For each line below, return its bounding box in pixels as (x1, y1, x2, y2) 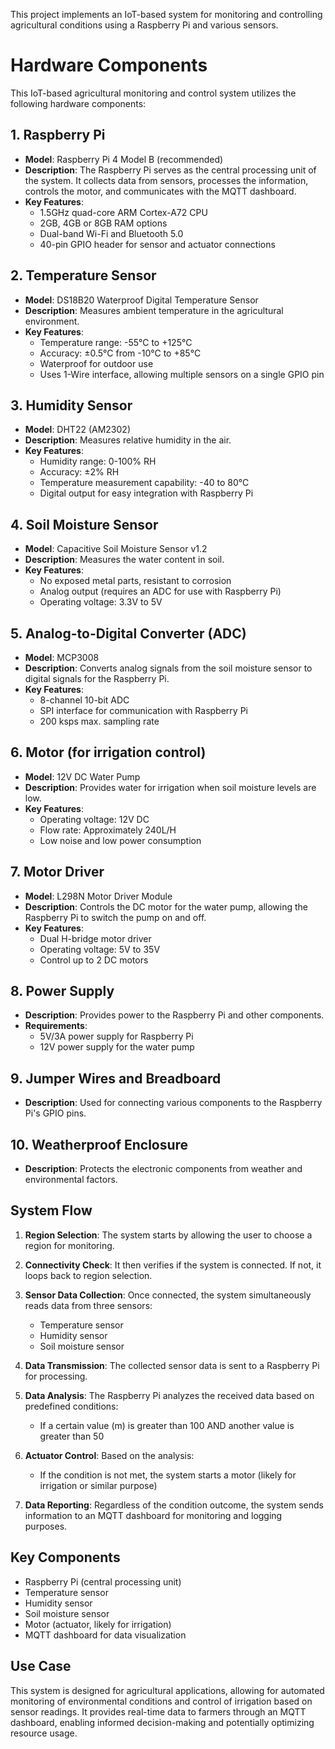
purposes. (24, 1520, 68, 1532)
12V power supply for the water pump (39, 1041, 195, 1053)
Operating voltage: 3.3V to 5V (39, 596, 163, 608)
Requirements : (24, 1020, 88, 1032)
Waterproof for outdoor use (39, 357, 154, 369)
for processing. (24, 1370, 88, 1382)
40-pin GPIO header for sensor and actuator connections (39, 238, 276, 250)
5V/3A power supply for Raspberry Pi (39, 1030, 194, 1043)
